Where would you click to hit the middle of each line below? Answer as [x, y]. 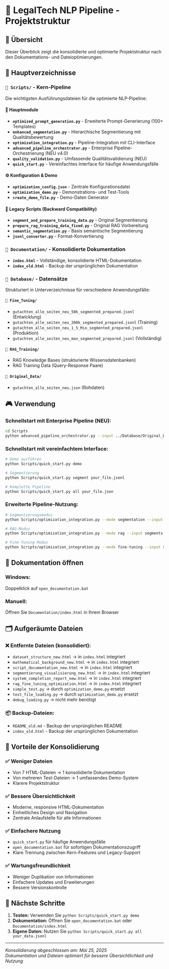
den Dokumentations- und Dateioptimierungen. [54, 57]
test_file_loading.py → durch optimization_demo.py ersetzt [75, 694]
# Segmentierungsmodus [29, 515]
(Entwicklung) [27, 317]
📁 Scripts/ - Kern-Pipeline [38, 87]
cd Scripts [17, 431]
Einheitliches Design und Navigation [50, 812]
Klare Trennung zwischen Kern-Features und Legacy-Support [76, 852]
